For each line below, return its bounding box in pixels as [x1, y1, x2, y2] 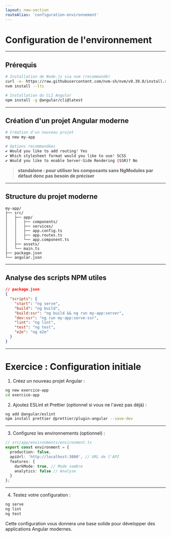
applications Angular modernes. [5, 526, 72, 532]
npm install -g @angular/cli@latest [5, 97, 83, 102]
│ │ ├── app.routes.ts [5, 232, 63, 237]
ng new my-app [5, 135, 36, 140]
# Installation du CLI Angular [5, 93, 72, 98]
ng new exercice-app [5, 388, 49, 393]
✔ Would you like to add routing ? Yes [5, 149, 88, 154]
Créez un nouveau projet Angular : [12, 378, 85, 384]
